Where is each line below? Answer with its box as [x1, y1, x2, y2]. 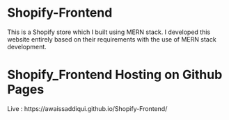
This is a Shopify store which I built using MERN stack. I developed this [7, 28, 211, 36]
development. [7, 42, 47, 51]
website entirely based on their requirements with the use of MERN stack [7, 35, 217, 43]
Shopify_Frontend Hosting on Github [7, 67, 223, 83]
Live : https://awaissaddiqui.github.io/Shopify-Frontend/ [7, 104, 168, 112]
